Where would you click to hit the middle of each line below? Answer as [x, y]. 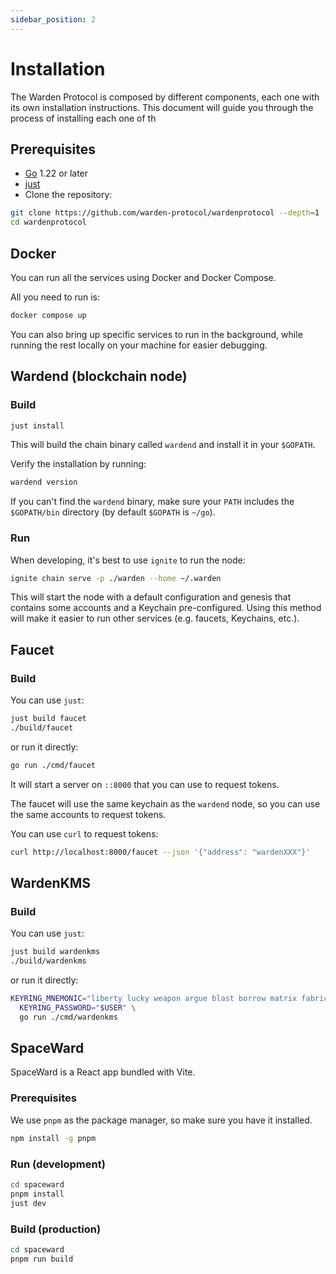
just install [37, 426]
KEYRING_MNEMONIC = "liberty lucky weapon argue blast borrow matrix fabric [169, 999]
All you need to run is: [55, 297]
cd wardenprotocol [48, 222]
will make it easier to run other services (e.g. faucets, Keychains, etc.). [155, 618]
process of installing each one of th [83, 118]
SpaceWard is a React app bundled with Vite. [103, 1072]
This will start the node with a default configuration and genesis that [151, 597]
